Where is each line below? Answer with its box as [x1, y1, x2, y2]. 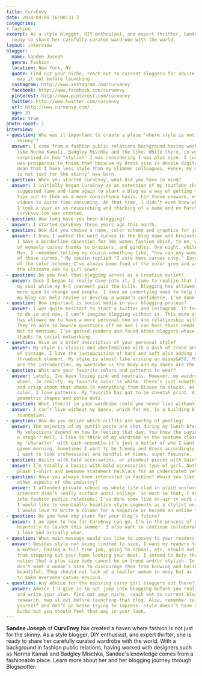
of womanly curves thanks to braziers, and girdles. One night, [17, 244, 182, 250]
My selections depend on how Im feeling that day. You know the [17, 429, 182, 435]
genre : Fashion [11, 59, 50, 65]
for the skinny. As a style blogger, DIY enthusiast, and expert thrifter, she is [6, 631, 192, 639]
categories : [6, 20, 36, 26]
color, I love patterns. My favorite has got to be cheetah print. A [17, 390, 195, 396]
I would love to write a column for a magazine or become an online [17, 507, 192, 513]
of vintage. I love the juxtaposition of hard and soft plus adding [17, 351, 192, 357]
